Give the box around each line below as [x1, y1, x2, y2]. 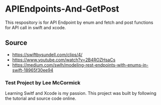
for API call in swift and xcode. [5, 24, 66, 30]
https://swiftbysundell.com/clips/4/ [12, 52, 83, 57]
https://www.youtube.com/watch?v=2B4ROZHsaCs [12, 57, 116, 63]
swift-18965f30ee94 [12, 67, 54, 73]
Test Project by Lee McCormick [5, 79, 81, 86]
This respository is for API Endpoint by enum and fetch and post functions [5, 19, 153, 25]
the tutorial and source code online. [5, 96, 76, 102]
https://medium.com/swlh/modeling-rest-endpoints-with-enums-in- [12, 62, 149, 68]
